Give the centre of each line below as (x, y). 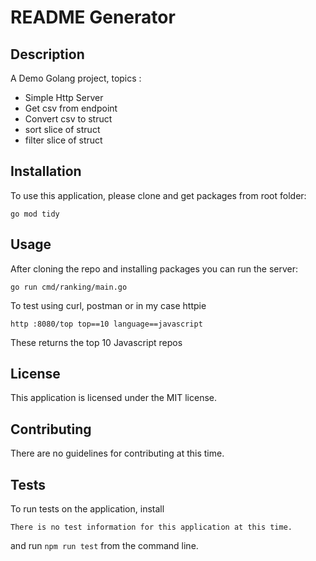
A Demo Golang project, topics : (76, 78)
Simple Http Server (64, 97)
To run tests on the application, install (87, 509)
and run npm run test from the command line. (104, 546)
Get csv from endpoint (71, 108)
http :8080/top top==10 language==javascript (106, 324)
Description (47, 54)
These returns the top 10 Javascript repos (96, 342)
